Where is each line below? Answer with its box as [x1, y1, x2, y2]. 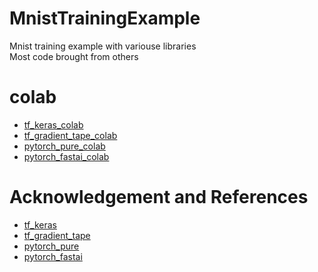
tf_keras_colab [23, 118, 84, 131]
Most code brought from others [9, 50, 139, 62]
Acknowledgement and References [9, 186, 309, 209]
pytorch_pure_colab [23, 140, 106, 152]
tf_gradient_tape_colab [23, 129, 118, 141]
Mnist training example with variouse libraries [9, 40, 197, 52]
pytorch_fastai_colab [23, 150, 110, 162]
